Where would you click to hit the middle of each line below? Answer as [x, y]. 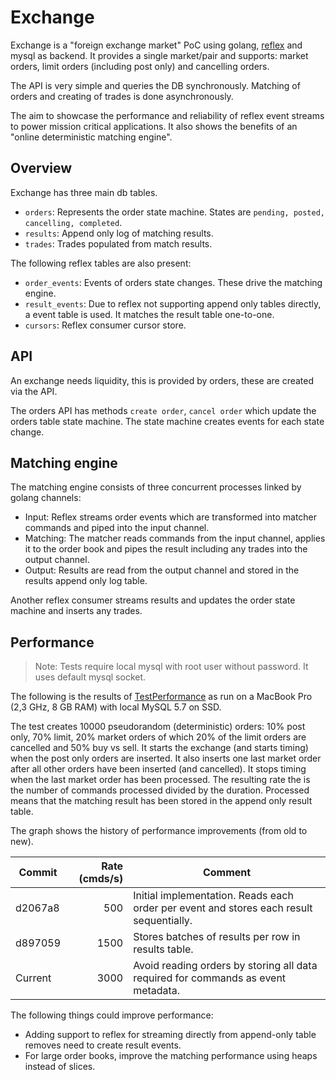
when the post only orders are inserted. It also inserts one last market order [166, 758]
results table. [163, 949]
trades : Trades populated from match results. [118, 243]
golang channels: [46, 498]
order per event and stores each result [223, 908]
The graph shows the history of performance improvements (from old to [159, 831]
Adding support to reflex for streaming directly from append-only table [170, 1035]
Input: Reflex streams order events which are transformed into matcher [171, 517]
